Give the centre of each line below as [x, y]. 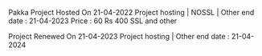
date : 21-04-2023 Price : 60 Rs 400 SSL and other [93, 21]
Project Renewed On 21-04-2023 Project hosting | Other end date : [119, 36]
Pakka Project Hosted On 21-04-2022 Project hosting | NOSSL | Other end [131, 12]
